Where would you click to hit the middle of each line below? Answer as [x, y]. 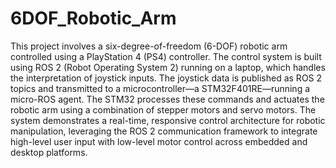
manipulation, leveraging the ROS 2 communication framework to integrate [164, 131]
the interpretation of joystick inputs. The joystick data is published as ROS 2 [166, 78]
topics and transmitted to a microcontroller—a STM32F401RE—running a [160, 88]
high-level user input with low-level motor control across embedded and [159, 141]
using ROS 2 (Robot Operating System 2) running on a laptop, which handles [168, 67]
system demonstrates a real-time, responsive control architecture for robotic [168, 120]
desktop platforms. [49, 152]
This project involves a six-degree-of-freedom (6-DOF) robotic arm [149, 46]
